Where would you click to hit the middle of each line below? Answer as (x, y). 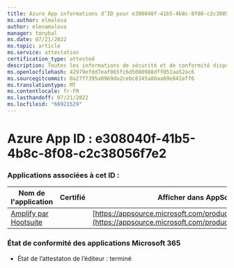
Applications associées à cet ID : (63, 175)
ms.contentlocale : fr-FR (43, 91)
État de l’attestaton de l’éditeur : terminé (75, 258)
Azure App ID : (50, 139)
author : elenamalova (37, 26)
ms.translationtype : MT (42, 85)
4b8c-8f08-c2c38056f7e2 (87, 153)
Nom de (32, 194)
